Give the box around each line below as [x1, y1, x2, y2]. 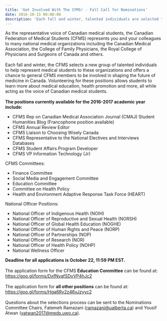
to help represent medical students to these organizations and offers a [5, 67, 149, 73]
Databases [12, 140, 35, 146]
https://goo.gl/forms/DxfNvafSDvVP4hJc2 [5, 273, 92, 279]
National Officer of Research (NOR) [12, 237, 85, 243]
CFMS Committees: [5, 160, 45, 167]
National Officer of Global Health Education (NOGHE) [12, 221, 121, 227]
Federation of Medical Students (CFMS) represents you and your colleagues [5, 35, 162, 41]
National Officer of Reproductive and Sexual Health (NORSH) [12, 216, 137, 222]
